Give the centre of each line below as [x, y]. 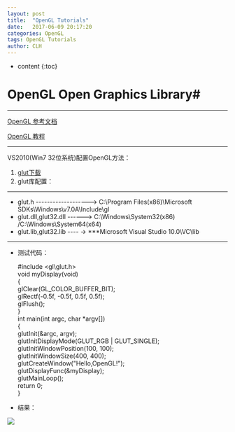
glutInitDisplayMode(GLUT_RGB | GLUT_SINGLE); [88, 341]
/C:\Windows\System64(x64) [59, 224]
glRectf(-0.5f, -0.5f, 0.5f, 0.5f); [61, 296]
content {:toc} [37, 66]
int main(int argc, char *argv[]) [61, 319]
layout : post [26, 14]
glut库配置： [35, 181]
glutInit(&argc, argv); [47, 333]
